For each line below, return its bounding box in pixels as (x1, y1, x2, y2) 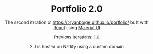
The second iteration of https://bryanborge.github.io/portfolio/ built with (4, 19, 149, 25)
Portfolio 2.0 (51, 3, 103, 15)
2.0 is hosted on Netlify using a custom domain (30, 43, 124, 49)
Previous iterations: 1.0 (54, 34, 100, 40)
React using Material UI (53, 24, 101, 30)
